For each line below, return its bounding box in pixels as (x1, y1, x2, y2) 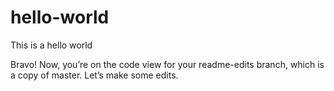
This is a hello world (10, 39, 93, 51)
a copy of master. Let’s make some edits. (10, 69, 179, 81)
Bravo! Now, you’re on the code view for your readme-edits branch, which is (10, 58, 325, 70)
